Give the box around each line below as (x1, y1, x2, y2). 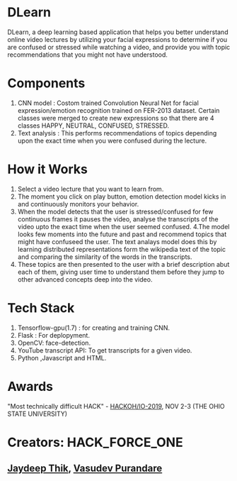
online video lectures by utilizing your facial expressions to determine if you (7, 35, 228, 43)
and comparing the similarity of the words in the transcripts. (17, 253, 192, 261)
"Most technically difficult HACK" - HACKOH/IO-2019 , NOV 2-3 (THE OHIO (7, 402, 225, 410)
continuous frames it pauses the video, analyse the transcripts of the (17, 214, 219, 223)
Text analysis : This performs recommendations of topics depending (17, 128, 217, 137)
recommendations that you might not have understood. (7, 50, 168, 59)
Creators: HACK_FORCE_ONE (7, 434, 183, 450)
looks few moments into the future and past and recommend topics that (17, 230, 227, 238)
